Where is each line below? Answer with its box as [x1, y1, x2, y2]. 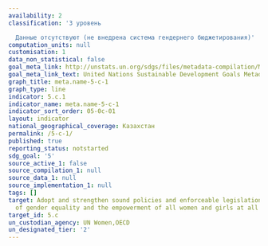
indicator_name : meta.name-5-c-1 [8, 100, 120, 108]
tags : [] [8, 189, 37, 197]
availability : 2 [8, 11, 62, 20]
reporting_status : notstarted [8, 144, 109, 152]
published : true [8, 137, 62, 145]
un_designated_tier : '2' [8, 226, 91, 234]
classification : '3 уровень [8, 19, 102, 27]
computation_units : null [8, 41, 91, 49]
